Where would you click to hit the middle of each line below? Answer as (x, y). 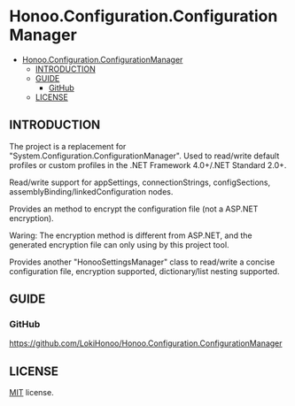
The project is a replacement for (68, 146)
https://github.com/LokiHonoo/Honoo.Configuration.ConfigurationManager (146, 343)
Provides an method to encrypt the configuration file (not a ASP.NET (134, 209)
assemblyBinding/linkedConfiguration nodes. (91, 191)
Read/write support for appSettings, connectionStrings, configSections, (140, 182)
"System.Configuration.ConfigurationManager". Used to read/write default (144, 156)
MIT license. (32, 393)
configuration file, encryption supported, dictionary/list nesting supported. (144, 271)
